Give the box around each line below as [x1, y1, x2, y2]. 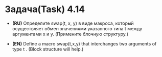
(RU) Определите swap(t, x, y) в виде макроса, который [12, 20, 134, 26]
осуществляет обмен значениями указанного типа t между [12, 25, 143, 31]
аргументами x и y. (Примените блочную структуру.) [12, 31, 129, 37]
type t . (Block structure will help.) [12, 46, 84, 52]
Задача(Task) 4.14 [5, 4, 85, 15]
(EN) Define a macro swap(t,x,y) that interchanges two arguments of [12, 40, 157, 46]
